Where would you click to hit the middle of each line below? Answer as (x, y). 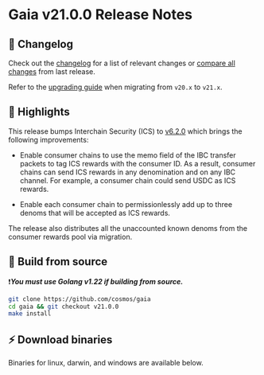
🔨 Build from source (58, 262)
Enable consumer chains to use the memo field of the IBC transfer (128, 155)
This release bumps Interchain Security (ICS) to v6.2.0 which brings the (125, 131)
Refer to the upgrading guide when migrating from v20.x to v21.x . (115, 87)
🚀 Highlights (39, 112)
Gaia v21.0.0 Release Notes (101, 15)
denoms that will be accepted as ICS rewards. (95, 213)
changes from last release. (52, 72)
